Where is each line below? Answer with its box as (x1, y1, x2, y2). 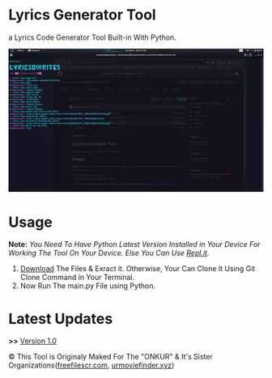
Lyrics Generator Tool (8, 6, 156, 24)
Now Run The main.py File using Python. (19, 281, 156, 291)
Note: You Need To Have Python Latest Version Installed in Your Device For (8, 240, 261, 249)
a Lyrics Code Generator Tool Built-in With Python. (8, 32, 176, 42)
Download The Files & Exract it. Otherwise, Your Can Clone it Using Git (19, 264, 256, 274)
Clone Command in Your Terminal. (19, 273, 135, 282)
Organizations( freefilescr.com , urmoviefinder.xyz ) (8, 360, 175, 370)
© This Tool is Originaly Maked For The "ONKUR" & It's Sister (8, 352, 213, 362)
